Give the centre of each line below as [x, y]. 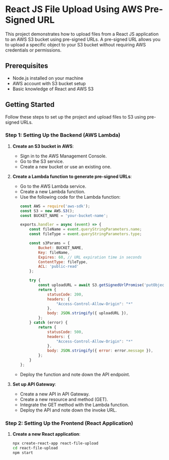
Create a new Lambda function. [53, 191]
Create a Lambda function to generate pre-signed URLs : [72, 176]
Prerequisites [27, 66]
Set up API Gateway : [34, 384]
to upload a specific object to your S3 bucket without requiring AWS [76, 44]
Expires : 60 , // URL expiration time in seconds [90, 257]
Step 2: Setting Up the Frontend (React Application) [69, 423]
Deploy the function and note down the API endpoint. [75, 374]
